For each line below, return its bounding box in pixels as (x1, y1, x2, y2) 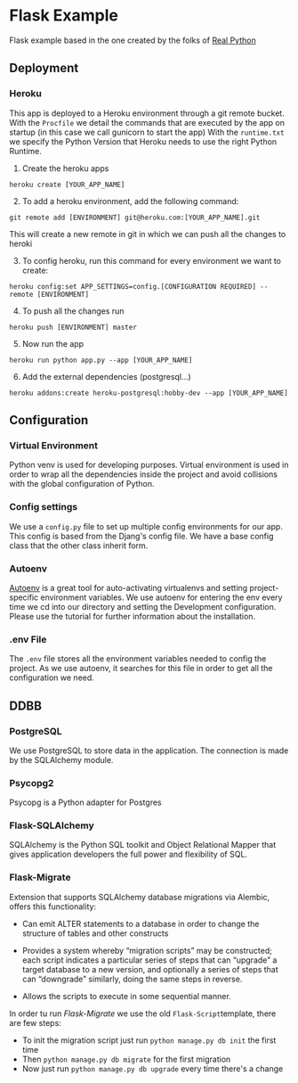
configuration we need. (9, 672, 95, 683)
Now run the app (21, 338, 85, 349)
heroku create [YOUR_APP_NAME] (9, 180, 125, 189)
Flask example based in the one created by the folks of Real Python (9, 35, 256, 45)
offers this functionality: (9, 901, 96, 912)
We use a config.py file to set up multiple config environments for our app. (9, 521, 283, 531)
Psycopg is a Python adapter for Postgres (9, 797, 162, 808)
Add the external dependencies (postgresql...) (21, 371, 191, 382)
